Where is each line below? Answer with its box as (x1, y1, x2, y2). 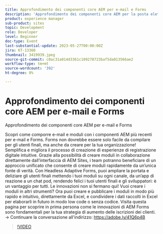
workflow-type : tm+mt (5, 61, 49, 66)
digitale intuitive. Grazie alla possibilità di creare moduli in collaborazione (5, 152, 150, 158)
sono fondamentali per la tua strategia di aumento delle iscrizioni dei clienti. (5, 209, 156, 215)
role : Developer (5, 30, 38, 35)
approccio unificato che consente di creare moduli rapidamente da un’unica (5, 162, 156, 168)
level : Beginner (5, 35, 38, 39)
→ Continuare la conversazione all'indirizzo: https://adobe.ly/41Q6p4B (5, 214, 146, 220)
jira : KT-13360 (5, 48, 36, 53)
